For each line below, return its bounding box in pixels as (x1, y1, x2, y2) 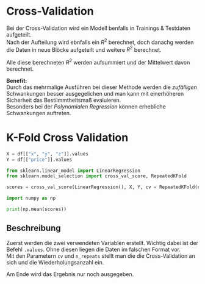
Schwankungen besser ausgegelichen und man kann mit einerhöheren (6, 90, 184, 97)
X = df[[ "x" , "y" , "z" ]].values (6, 151, 88, 157)
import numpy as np (6, 195, 56, 202)
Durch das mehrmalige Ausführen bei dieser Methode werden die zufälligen (6, 83, 197, 91)
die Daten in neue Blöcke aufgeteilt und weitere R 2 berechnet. (6, 44, 162, 53)
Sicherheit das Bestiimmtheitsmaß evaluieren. (6, 96, 121, 104)
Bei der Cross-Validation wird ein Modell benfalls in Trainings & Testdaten (6, 24, 191, 32)
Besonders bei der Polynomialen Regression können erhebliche (6, 102, 166, 110)
